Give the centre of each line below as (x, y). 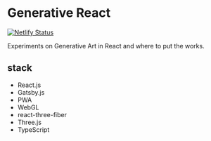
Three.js (30, 122)
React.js (29, 85)
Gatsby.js (31, 92)
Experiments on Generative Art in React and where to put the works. (106, 46)
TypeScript (33, 129)
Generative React (59, 13)
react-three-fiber (42, 114)
